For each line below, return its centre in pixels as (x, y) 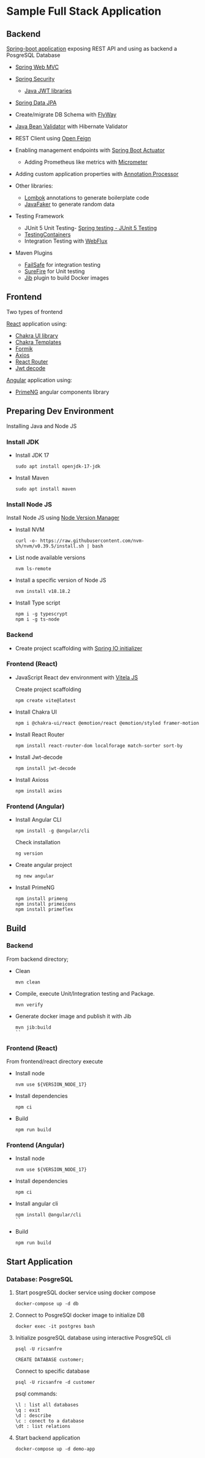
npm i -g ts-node (37, 620)
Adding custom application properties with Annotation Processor (97, 174)
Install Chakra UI (36, 712)
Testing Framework (39, 216)
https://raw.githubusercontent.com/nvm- (92, 541)
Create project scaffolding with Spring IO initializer (79, 648)
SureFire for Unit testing (54, 271)
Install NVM (30, 530)
